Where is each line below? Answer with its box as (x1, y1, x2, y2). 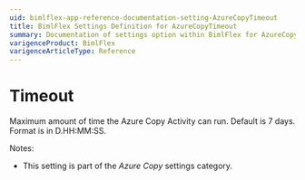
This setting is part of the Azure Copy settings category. (22, 160, 233, 172)
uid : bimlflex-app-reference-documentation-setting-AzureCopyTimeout (9, 13, 279, 23)
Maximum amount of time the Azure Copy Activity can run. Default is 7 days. (9, 116, 296, 127)
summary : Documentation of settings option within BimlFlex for (9, 30, 258, 39)
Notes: (9, 143, 34, 154)
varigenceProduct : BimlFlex (9, 38, 116, 48)
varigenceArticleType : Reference (9, 47, 136, 56)
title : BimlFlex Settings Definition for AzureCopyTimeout (9, 22, 238, 31)
